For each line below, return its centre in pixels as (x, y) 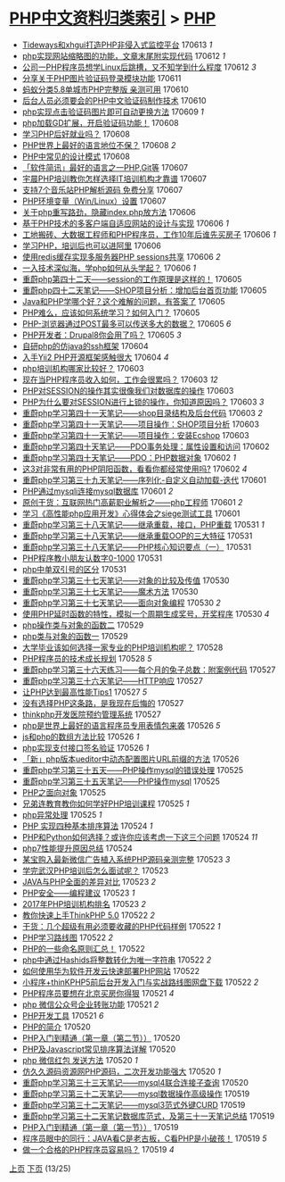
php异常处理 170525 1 (62, 814)
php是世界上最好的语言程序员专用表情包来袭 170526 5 (121, 725)
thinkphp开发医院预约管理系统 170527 (92, 714)
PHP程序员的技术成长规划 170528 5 (87, 658)
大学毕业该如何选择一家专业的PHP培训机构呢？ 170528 (122, 647)
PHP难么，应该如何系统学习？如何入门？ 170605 (111, 312)
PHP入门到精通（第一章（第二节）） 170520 (101, 1037)
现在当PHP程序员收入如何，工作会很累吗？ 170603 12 (120, 379)
